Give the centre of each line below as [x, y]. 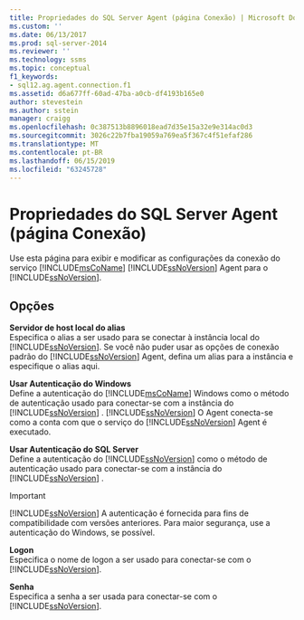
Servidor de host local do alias [67, 328]
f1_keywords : [34, 77]
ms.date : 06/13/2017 [48, 34]
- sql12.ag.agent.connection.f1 [70, 85]
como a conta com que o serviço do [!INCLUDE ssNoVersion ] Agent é [138, 423]
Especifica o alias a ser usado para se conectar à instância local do [135, 338]
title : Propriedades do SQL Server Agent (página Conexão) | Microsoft [147, 18]
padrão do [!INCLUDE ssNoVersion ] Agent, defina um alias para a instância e [152, 357]
